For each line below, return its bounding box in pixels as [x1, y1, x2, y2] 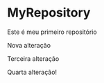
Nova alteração [7, 41, 51, 49]
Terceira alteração [7, 54, 60, 63]
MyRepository [7, 5, 91, 21]
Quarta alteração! [7, 68, 58, 76]
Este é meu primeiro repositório [7, 28, 97, 36]
